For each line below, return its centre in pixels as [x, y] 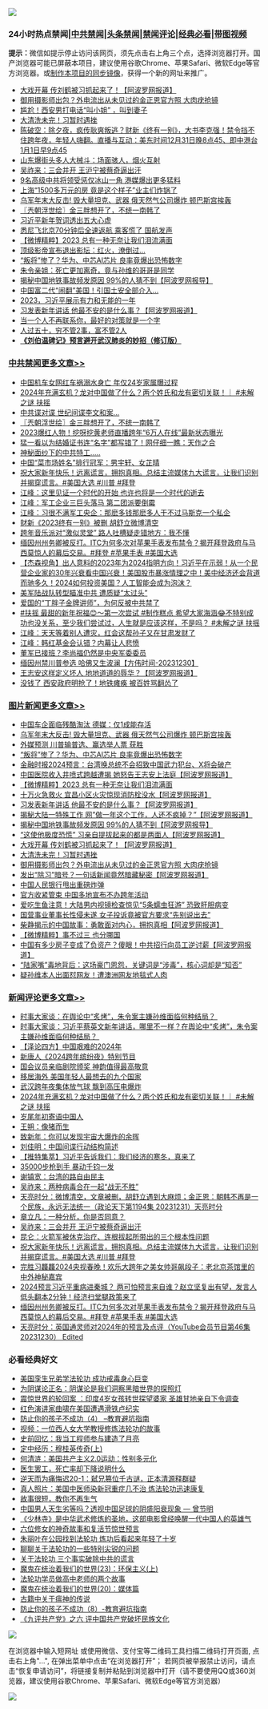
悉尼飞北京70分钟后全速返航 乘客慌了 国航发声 [96, 230]
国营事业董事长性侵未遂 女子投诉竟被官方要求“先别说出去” [115, 914]
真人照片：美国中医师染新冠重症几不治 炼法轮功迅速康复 [112, 1489]
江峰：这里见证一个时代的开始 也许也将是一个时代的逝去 [112, 492]
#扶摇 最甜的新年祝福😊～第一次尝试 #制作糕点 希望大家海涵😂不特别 [133, 612]
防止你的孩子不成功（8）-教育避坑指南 [83, 1609]
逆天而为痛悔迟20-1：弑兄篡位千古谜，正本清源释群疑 [108, 1479]
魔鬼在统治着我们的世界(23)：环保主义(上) [89, 1569]
